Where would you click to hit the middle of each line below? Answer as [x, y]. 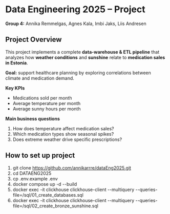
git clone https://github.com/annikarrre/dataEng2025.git [72, 168]
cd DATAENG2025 [32, 173]
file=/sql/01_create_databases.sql [48, 195]
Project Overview [34, 40]
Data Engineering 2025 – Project [75, 9]
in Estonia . [17, 63]
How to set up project [40, 156]
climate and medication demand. [40, 78]
